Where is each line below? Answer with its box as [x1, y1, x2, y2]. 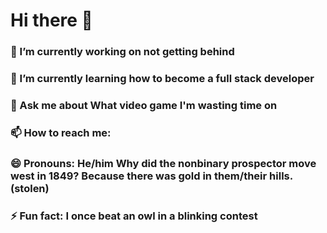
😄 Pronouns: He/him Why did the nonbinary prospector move [10, 156, 317, 170]
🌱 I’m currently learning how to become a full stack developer [10, 72, 315, 86]
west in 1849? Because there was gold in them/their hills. [10, 169, 293, 183]
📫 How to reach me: [10, 125, 112, 139]
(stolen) [10, 181, 50, 195]
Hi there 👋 [10, 9, 93, 32]
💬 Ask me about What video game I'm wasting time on [10, 98, 278, 112]
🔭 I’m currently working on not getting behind [10, 45, 235, 59]
